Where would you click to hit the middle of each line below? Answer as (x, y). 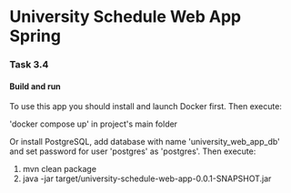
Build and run (35, 86)
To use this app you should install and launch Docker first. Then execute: (145, 107)
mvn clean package (60, 169)
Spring (35, 36)
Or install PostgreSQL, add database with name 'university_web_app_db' (145, 142)
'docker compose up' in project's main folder (94, 124)
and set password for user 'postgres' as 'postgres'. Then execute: (133, 151)
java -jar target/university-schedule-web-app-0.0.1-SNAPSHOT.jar (147, 178)
